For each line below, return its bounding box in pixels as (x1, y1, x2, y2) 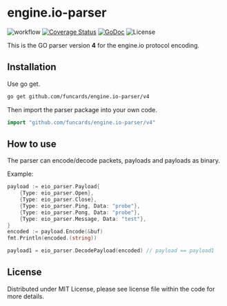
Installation (7, 61, 57, 73)
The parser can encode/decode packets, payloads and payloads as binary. (7, 156, 221, 165)
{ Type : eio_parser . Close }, (19, 196, 97, 204)
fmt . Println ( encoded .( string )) (7, 235, 97, 242)
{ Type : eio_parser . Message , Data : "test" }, (19, 215, 147, 222)
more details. (7, 292, 45, 300)
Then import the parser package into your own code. (7, 105, 157, 114)
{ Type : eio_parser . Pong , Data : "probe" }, (19, 209, 140, 216)
